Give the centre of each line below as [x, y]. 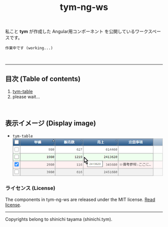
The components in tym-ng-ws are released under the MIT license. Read [80, 199]
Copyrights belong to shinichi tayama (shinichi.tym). [59, 219]
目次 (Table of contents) [43, 79]
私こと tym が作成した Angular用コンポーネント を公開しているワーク [77, 31]
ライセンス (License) [30, 188]
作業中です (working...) [29, 48]
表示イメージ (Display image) [51, 123]
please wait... [26, 96]
